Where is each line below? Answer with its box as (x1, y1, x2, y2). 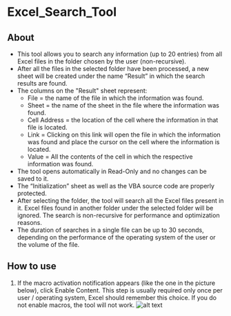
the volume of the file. (17, 241, 80, 248)
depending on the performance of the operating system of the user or (17, 233, 216, 241)
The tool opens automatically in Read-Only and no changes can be (17, 167, 207, 175)
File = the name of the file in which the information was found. (27, 94, 204, 102)
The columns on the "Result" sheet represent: (17, 87, 148, 95)
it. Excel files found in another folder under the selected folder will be (17, 204, 214, 212)
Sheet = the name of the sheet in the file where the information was (27, 101, 219, 109)
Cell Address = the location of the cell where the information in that (27, 116, 219, 124)
